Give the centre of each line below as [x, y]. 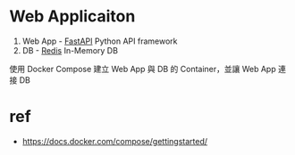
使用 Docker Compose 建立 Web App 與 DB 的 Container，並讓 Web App [143, 69]
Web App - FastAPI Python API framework [100, 41]
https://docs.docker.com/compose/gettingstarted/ [115, 141]
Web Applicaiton [72, 16]
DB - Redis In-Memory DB [70, 50]
